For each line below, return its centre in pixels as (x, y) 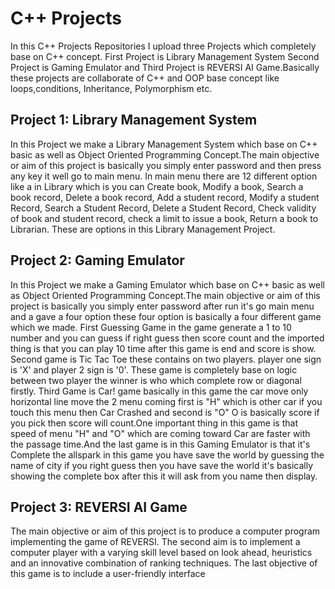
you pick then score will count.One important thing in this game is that (154, 423)
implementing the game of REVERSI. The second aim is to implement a (155, 542)
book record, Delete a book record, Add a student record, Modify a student (165, 197)
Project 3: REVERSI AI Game (99, 507)
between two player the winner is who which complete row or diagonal (156, 380)
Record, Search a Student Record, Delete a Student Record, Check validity (163, 208)
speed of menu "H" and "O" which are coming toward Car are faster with (160, 433)
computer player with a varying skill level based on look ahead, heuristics (161, 553)
